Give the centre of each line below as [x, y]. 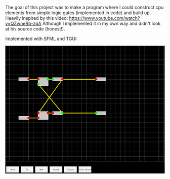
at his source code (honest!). [35, 29]
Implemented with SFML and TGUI [41, 39]
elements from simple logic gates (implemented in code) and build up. [78, 13]
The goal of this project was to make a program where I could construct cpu [84, 7]
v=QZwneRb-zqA [23, 23]
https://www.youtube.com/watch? [104, 18]
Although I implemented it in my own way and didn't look [101, 23]
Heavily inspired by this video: [37, 18]
